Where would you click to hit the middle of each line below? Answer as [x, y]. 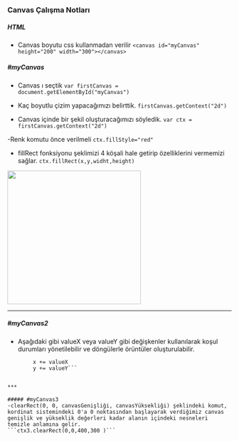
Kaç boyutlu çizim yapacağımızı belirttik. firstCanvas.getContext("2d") [122, 105]
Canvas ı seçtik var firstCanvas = [68, 85]
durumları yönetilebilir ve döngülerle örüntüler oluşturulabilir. [106, 349]
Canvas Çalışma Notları [49, 10]
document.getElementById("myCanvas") [74, 92]
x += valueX [51, 362]
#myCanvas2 [28, 323]
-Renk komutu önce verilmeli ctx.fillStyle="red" [81, 139]
